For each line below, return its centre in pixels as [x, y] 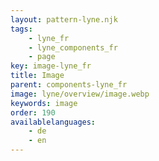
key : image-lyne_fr [51, 66]
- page [42, 57]
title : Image [37, 76]
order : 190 [33, 112]
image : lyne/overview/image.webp [80, 94]
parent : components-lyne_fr [69, 85]
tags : [21, 29]
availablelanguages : [53, 122]
